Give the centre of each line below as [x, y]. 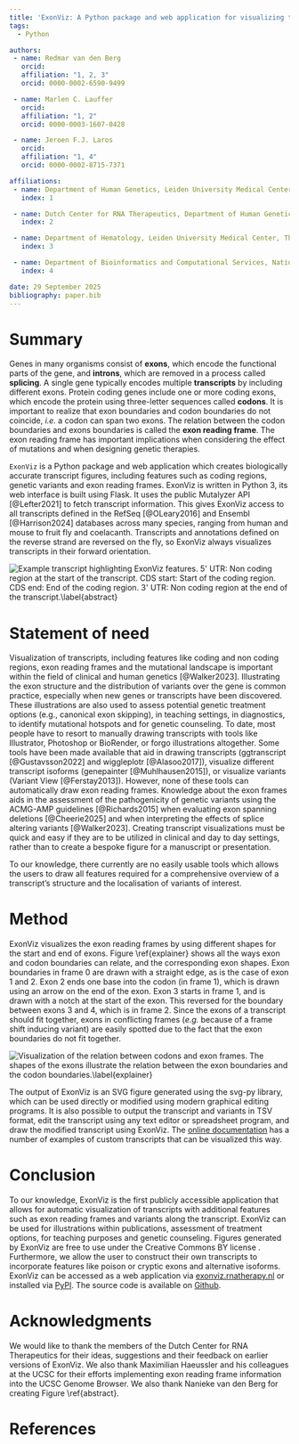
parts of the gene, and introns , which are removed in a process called [137, 373]
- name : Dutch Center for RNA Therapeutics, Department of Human [137, 214]
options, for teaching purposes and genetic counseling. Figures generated [145, 1238]
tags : [19, 26]
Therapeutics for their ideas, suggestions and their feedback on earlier [139, 1356]
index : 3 [37, 247]
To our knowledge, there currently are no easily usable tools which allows [144, 864]
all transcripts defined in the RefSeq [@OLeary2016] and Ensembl [130, 514]
